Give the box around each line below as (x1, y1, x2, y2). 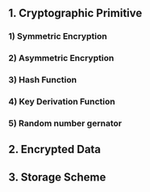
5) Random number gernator (8, 117, 123, 129)
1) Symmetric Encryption (8, 31, 107, 42)
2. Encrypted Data (8, 143, 102, 156)
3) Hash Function (8, 75, 77, 86)
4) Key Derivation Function (8, 96, 115, 108)
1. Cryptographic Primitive (8, 6, 143, 20)
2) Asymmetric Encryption (8, 53, 115, 64)
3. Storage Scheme (8, 170, 106, 184)
